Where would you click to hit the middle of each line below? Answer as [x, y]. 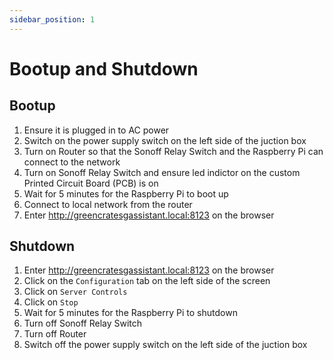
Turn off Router [55, 334]
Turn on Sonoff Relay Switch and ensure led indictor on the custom [162, 172]
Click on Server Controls [75, 292]
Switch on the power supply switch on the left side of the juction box [165, 140]
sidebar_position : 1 [52, 19]
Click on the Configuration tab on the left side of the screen [147, 281]
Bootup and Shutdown [104, 68]
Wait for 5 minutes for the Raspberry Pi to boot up [126, 193]
